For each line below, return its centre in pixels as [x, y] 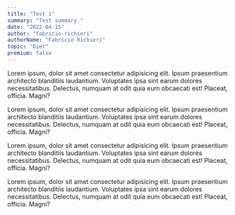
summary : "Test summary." [45, 20]
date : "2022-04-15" [36, 27]
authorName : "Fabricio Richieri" [56, 40]
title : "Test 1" [31, 14]
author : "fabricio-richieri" [50, 33]
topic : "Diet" [28, 47]
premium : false [30, 54]
